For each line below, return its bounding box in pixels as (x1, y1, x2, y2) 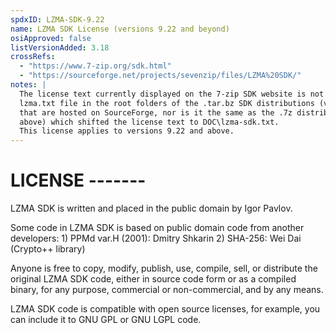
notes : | (10, 80, 47, 90)
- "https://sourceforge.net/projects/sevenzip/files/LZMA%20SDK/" (19, 71, 302, 81)
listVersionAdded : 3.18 (10, 42, 110, 53)
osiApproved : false (10, 33, 92, 43)
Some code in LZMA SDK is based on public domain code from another (10, 222, 305, 234)
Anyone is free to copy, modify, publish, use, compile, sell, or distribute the (10, 262, 318, 275)
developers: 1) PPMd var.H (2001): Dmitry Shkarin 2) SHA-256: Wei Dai (10, 232, 302, 245)
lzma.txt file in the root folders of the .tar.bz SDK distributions (19, 98, 315, 108)
